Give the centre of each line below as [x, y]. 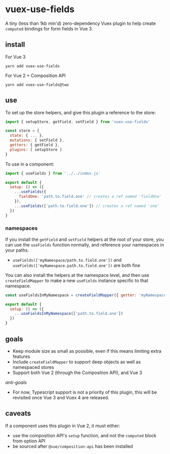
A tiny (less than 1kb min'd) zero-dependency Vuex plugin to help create [80, 23]
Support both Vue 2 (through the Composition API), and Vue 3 [77, 373]
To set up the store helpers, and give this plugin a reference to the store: [80, 112]
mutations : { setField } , [37, 140]
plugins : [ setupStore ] [36, 150]
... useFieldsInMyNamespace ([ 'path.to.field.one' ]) [69, 314]
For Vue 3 [15, 57]
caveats [18, 414]
